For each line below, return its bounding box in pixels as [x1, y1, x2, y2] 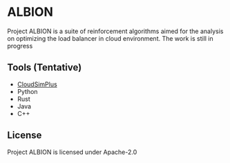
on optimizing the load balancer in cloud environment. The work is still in [7, 34, 214, 42]
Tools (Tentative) [7, 61, 82, 73]
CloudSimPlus [17, 80, 57, 88]
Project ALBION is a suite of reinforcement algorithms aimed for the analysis [7, 27, 224, 35]
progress [7, 41, 33, 50]
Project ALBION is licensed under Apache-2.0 [7, 148, 137, 156]
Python [17, 87, 38, 95]
